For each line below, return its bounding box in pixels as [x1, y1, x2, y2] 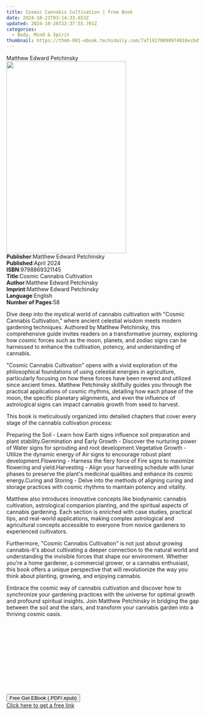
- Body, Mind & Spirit [12, 32, 70, 38]
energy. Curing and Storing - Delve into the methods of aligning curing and [6, 477, 194, 484]
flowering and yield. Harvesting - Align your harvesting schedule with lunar [6, 464, 194, 471]
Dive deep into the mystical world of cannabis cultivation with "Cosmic [6, 311, 185, 318]
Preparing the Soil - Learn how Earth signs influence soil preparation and [6, 431, 191, 438]
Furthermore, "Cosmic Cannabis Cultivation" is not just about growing [6, 540, 183, 547]
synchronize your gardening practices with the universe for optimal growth [6, 591, 195, 598]
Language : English [6, 292, 53, 299]
